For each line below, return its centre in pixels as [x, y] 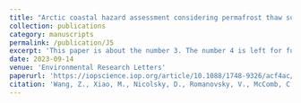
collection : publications [57, 26]
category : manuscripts [52, 34]
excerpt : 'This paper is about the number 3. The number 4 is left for [146, 51]
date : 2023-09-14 [42, 59]
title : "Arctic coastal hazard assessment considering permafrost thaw [146, 17]
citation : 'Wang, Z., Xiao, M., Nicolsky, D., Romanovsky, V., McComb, [146, 84]
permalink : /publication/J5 [62, 43]
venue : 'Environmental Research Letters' [88, 68]
